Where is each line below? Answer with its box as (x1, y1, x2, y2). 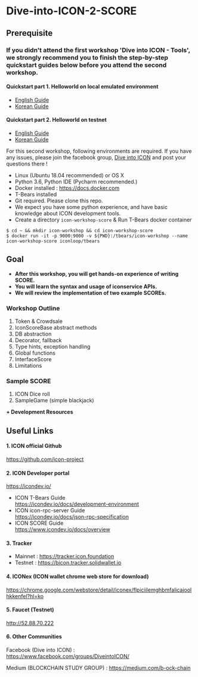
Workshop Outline (6, 304, 60, 312)
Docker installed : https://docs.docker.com (14, 184, 120, 192)
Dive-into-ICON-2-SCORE (6, 4, 137, 18)
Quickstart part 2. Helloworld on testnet (6, 116, 107, 124)
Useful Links (6, 426, 54, 436)
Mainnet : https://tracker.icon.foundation (14, 553, 115, 560)
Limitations (14, 362, 42, 370)
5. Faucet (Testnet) (6, 606, 55, 613)
